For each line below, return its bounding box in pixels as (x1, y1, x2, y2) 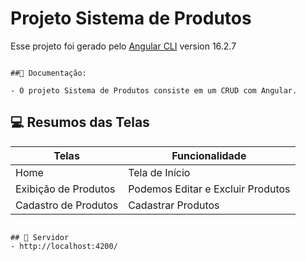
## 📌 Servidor (10, 232, 70, 242)
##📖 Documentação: (10, 68, 87, 78)
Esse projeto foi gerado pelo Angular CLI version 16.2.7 (10, 40, 237, 52)
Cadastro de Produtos (15, 198, 119, 212)
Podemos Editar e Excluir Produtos (128, 182, 291, 196)
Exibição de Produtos (15, 182, 116, 196)
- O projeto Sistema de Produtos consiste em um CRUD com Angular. (10, 85, 298, 96)
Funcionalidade (171, 148, 247, 162)
